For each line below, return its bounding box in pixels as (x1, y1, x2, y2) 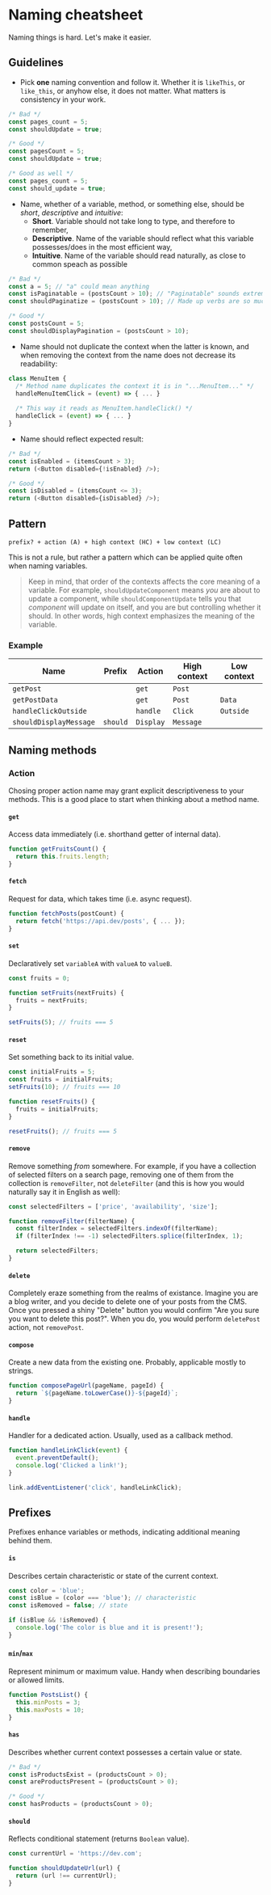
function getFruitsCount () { (8, 845, 106, 854)
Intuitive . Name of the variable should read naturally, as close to (31, 251, 246, 260)
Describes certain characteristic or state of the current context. (8, 1571, 219, 1581)
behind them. (8, 1536, 52, 1546)
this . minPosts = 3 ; (15, 1698, 81, 1707)
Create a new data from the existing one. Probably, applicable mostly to (8, 1357, 246, 1367)
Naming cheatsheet (8, 6, 144, 24)
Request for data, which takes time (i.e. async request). (8, 893, 192, 903)
